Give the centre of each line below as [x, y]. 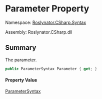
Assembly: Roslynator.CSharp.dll [39, 32]
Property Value [21, 80]
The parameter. [21, 60]
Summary [21, 48]
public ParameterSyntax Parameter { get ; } [51, 69]
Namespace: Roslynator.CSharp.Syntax [46, 22]
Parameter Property [47, 9]
